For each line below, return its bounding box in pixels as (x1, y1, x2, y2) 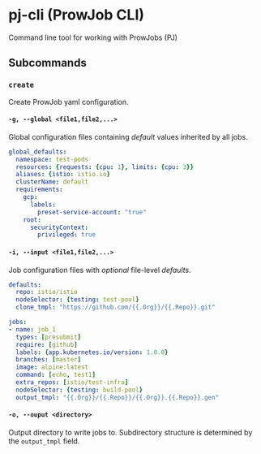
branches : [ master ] (15, 356, 82, 364)
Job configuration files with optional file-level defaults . (8, 265, 192, 275)
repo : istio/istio (15, 288, 79, 296)
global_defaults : (8, 148, 67, 156)
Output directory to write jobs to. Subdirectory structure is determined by (8, 427, 253, 437)
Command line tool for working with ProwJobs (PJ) (8, 32, 178, 42)
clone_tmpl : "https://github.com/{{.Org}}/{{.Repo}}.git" (15, 303, 216, 312)
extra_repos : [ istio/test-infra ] (15, 378, 129, 387)
